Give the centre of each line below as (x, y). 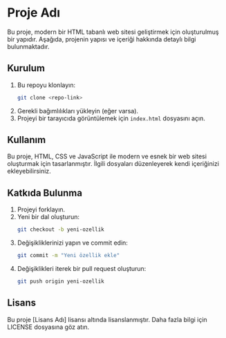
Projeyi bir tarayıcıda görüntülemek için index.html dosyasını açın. (111, 118)
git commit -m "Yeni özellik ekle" (68, 256)
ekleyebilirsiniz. (29, 171)
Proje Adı (34, 13)
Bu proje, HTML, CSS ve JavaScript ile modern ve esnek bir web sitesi (107, 156)
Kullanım (27, 140)
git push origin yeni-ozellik (61, 281)
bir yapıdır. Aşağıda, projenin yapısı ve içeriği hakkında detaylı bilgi (102, 39)
